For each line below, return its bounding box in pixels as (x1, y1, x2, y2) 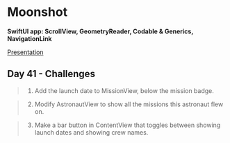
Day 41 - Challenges (7, 68, 96, 80)
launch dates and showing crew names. (34, 128, 149, 136)
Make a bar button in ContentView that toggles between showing (34, 121, 221, 129)
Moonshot (7, 4, 68, 20)
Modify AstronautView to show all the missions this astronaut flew (34, 100, 224, 108)
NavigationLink (7, 34, 52, 42)
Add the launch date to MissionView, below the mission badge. (34, 86, 214, 94)
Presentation (7, 48, 44, 56)
